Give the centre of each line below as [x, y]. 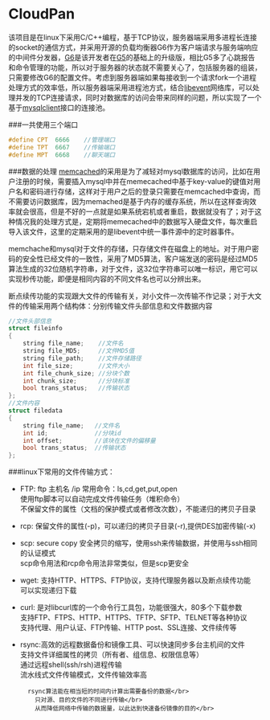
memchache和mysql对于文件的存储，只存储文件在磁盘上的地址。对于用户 [130, 248]
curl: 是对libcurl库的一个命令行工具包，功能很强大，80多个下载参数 [131, 607]
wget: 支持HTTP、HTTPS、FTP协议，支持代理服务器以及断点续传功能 [135, 580]
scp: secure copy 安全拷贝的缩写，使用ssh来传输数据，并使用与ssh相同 [139, 543]
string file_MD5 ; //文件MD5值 [79, 351]
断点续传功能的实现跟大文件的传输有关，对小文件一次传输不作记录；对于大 [131, 296]
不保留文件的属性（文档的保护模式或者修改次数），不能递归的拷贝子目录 [138, 509]
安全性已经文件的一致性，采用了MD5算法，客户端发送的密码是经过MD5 [140, 259]
